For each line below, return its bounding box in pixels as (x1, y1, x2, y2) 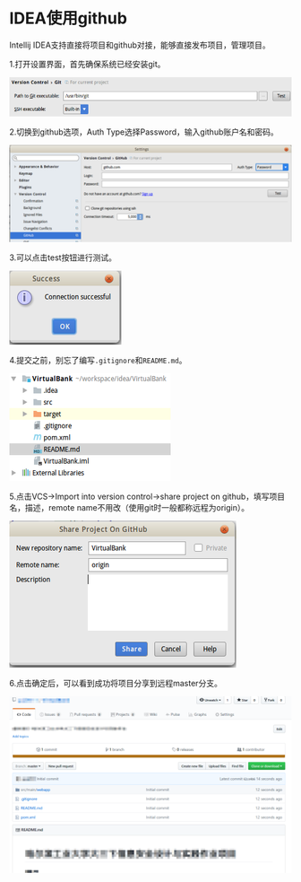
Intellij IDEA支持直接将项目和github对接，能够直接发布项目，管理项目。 (9, 39, 271, 50)
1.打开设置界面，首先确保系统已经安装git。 (9, 58, 166, 69)
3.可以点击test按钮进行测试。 (9, 252, 116, 263)
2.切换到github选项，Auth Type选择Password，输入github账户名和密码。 (9, 127, 279, 137)
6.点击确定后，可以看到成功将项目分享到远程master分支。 (9, 678, 222, 689)
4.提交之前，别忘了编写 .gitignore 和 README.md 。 (9, 355, 187, 366)
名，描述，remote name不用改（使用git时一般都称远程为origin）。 (9, 502, 249, 513)
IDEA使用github (9, 8, 128, 29)
